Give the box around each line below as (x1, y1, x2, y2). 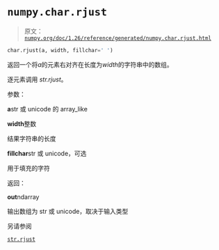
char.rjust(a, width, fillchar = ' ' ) (7, 47, 113, 54)
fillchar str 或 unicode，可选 (7, 149, 87, 157)
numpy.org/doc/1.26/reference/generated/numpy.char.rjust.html (24, 34, 212, 42)
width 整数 (7, 119, 37, 127)
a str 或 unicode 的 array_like (7, 104, 88, 113)
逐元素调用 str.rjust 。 (7, 75, 67, 84)
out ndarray (7, 192, 40, 201)
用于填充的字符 (7, 164, 50, 172)
